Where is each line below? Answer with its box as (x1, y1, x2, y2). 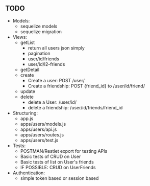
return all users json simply (28, 44, 85, 51)
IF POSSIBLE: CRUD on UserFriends (20, 164, 96, 170)
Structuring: (12, 110, 38, 116)
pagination (28, 50, 51, 56)
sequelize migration (20, 28, 62, 35)
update (20, 88, 36, 94)
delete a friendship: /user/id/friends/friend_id (28, 104, 123, 110)
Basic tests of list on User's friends (20, 158, 94, 165)
